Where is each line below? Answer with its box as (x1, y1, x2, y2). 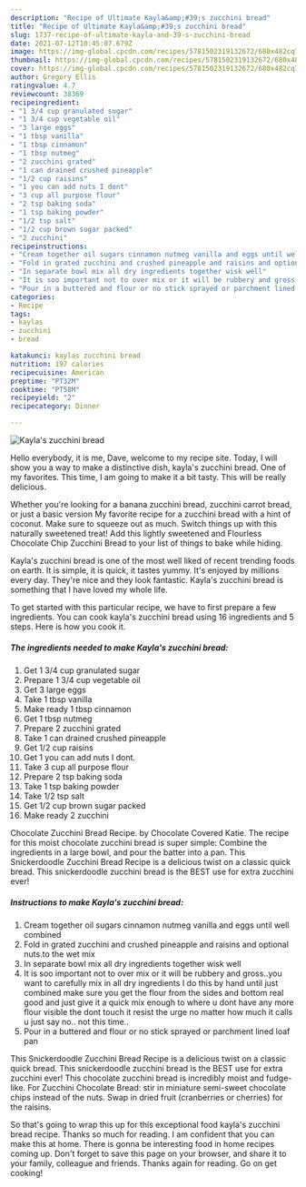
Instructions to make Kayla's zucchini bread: (10, 897, 184, 908)
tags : (10, 309, 31, 318)
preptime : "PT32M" (10, 377, 80, 386)
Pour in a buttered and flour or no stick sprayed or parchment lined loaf (23, 1025, 291, 1037)
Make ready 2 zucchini (23, 810, 110, 820)
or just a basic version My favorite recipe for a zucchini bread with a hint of (10, 508, 291, 519)
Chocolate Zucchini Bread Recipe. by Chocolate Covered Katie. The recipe (10, 827, 290, 838)
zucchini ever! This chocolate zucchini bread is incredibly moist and (10, 1072, 264, 1083)
